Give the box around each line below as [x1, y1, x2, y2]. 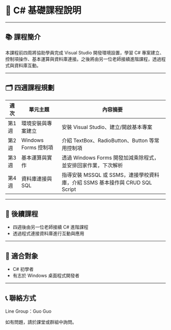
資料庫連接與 [21, 175, 52, 182]
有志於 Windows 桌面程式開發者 [12, 272, 80, 278]
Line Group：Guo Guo [5, 308, 52, 314]
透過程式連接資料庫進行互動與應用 [12, 231, 84, 237]
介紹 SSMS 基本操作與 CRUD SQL [72, 179, 152, 186]
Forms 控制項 [21, 144, 53, 151]
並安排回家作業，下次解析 [62, 162, 123, 169]
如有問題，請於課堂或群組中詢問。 [5, 319, 77, 325]
